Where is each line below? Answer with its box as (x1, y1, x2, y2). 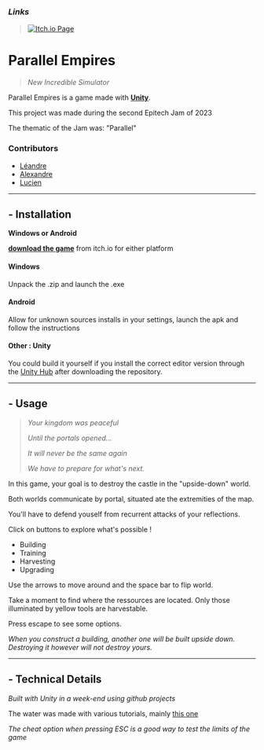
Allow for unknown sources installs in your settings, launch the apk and (8, 314, 239, 324)
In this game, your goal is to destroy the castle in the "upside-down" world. (8, 479, 251, 488)
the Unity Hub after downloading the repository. (8, 366, 163, 376)
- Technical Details (8, 673, 102, 686)
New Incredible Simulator (27, 78, 110, 87)
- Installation (8, 208, 72, 221)
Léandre (19, 160, 47, 171)
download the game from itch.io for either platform (8, 244, 174, 253)
